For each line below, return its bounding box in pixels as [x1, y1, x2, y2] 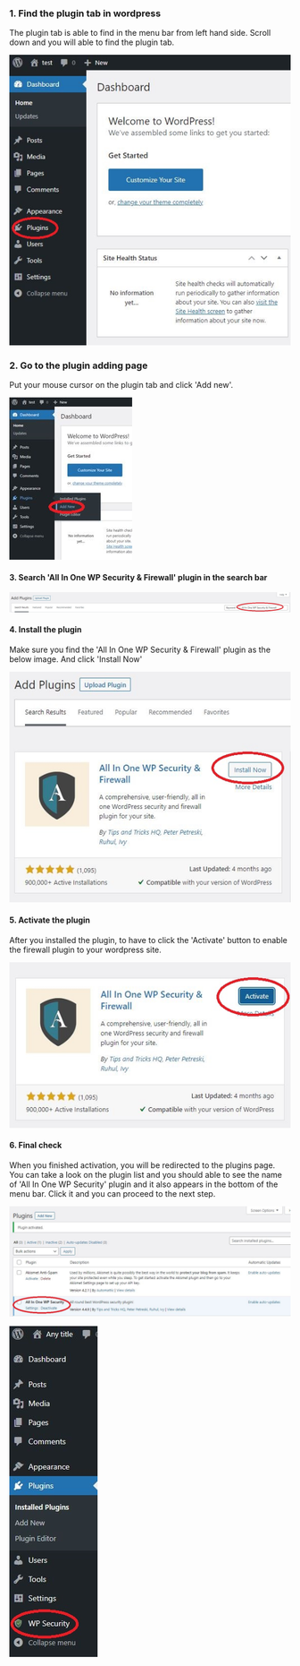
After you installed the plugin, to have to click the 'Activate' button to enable [9, 934, 287, 945]
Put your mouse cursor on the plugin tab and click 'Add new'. [9, 380, 234, 391]
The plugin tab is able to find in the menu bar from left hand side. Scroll [9, 28, 271, 39]
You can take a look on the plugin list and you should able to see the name [9, 1170, 283, 1181]
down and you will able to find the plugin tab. [9, 37, 175, 47]
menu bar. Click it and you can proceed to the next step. [9, 1189, 216, 1199]
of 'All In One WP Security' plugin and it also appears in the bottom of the [9, 1179, 279, 1189]
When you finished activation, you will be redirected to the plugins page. [9, 1160, 276, 1171]
